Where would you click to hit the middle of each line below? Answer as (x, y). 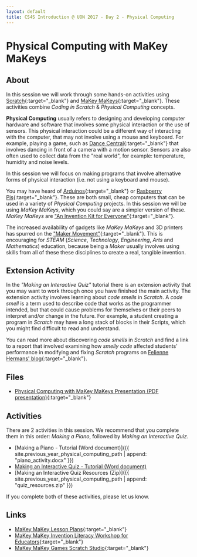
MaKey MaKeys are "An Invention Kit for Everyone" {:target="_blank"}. (90, 216)
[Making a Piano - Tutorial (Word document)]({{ (72, 448)
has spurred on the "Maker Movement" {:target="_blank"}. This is (84, 233)
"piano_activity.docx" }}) (44, 460)
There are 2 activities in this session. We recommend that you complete (93, 430)
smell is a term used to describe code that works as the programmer (89, 304)
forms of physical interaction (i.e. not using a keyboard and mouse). (88, 179)
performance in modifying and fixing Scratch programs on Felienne (87, 353)
